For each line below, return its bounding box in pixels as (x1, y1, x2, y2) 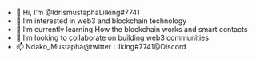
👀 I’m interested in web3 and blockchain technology (15, 16, 187, 26)
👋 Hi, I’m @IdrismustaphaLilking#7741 (15, 8, 140, 17)
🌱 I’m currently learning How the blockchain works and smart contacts (15, 25, 248, 33)
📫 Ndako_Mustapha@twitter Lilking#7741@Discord (15, 42, 186, 51)
